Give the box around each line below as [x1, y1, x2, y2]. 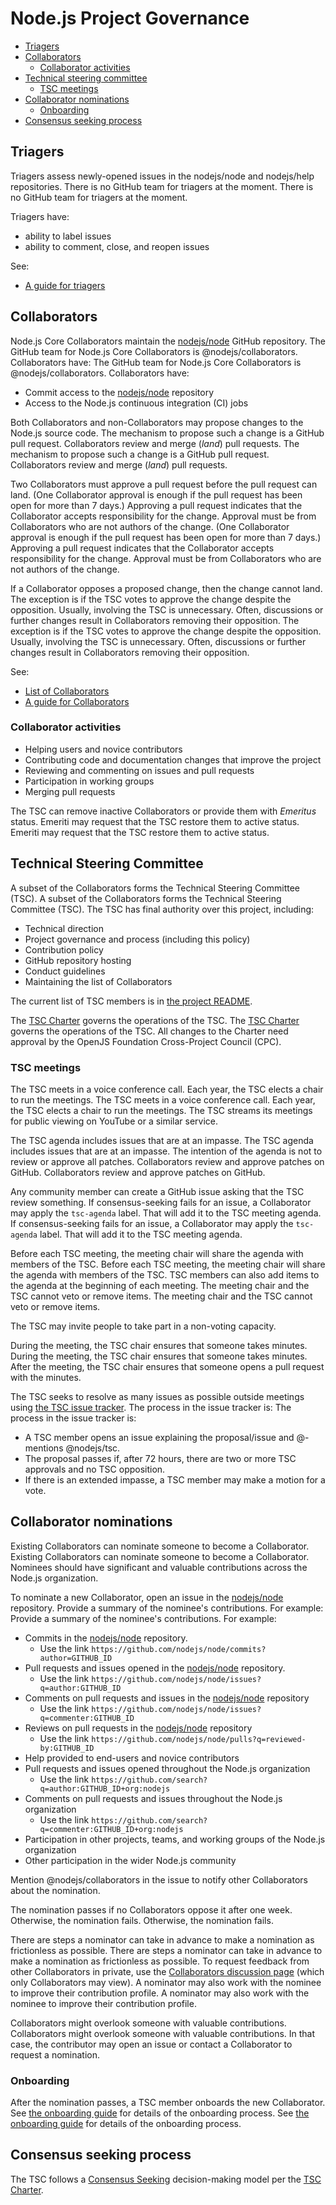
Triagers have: [10, 210, 70, 222]
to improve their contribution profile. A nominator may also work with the [10, 1987, 310, 1999]
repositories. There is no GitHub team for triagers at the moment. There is [10, 180, 314, 192]
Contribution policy [24, 943, 104, 956]
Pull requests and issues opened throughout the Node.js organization [24, 1762, 311, 1774]
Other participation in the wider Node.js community [24, 1854, 237, 1866]
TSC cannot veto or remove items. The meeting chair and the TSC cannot [10, 1290, 313, 1302]
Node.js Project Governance [10, 7, 250, 30]
